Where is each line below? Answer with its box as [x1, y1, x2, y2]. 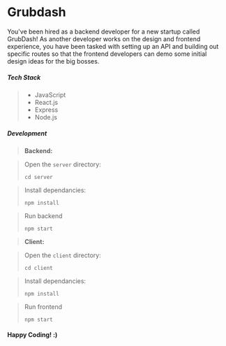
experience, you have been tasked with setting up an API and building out [7, 42, 219, 50]
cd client [24, 264, 54, 271]
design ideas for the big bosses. [7, 57, 100, 65]
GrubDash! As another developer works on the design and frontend [7, 34, 201, 43]
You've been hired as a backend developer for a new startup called [7, 27, 200, 36]
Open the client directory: [24, 251, 101, 259]
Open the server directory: [24, 160, 101, 168]
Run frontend [24, 302, 63, 311]
